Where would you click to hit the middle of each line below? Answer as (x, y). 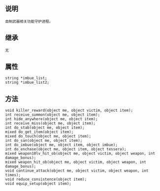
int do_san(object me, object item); (44, 141)
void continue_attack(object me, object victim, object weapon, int (77, 171)
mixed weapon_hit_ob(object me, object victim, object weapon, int (76, 162)
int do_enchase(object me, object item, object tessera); (66, 149)
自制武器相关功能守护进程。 (29, 21)
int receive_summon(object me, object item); (52, 115)
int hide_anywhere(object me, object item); (51, 119)
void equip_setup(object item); (38, 184)
